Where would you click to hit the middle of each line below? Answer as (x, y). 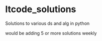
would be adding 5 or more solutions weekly (51, 33)
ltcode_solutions (41, 9)
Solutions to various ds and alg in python (47, 23)
